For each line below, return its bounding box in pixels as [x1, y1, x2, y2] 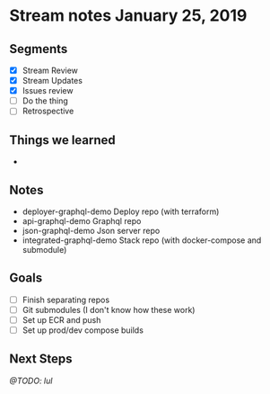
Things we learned [9, 132, 117, 148]
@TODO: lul [9, 375, 53, 386]
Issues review [22, 85, 74, 96]
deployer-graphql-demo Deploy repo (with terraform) [22, 206, 220, 217]
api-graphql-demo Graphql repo [22, 215, 142, 226]
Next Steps [9, 352, 73, 367]
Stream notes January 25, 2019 [9, 5, 248, 26]
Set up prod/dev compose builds [22, 325, 144, 336]
